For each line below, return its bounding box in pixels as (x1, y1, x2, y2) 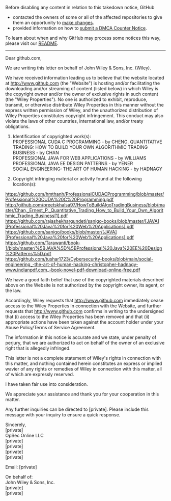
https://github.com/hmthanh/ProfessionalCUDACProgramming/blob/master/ (5, 191, 164, 197)
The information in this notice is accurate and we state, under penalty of (5, 334, 157, 340)
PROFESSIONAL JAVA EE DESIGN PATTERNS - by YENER (12, 161, 133, 166)
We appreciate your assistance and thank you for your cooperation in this (5, 391, 159, 397)
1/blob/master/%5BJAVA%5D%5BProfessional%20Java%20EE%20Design (5, 245, 162, 251)
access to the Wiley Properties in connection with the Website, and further (5, 303, 161, 309)
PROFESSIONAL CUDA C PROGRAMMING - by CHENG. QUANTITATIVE (12, 139, 162, 145)
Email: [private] (5, 464, 37, 470)
